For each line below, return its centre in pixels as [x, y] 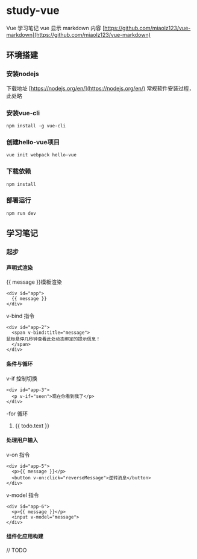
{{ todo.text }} [32, 426]
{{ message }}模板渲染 [34, 282]
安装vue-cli [23, 113]
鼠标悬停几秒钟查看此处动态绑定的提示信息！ [53, 339]
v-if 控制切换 [22, 379]
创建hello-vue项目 [33, 142]
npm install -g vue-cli [36, 126]
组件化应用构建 [25, 536]
